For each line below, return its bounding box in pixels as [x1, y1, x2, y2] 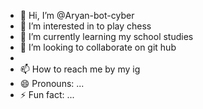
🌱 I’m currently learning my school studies [19, 31, 194, 42]
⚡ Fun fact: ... [19, 89, 75, 100]
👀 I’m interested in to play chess [19, 20, 152, 32]
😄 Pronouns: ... [19, 78, 85, 89]
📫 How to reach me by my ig [19, 63, 141, 75]
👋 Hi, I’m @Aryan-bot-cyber [19, 10, 135, 21]
